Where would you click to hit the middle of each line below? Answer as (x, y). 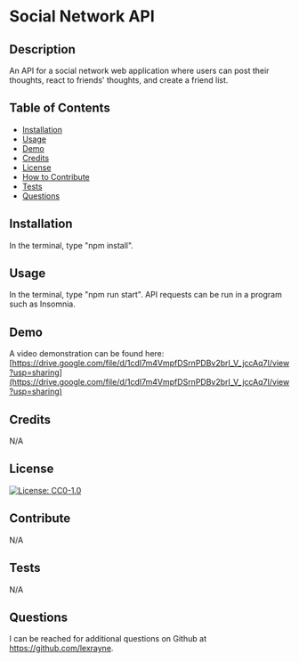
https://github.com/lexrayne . (61, 649)
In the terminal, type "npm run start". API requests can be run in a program (145, 295)
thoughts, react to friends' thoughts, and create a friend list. (119, 80)
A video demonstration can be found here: (87, 354)
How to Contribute (56, 176)
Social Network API (82, 16)
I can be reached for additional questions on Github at (108, 639)
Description (42, 49)
